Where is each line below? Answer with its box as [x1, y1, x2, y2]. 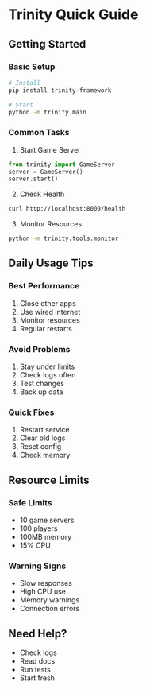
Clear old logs [19, 433, 66, 443]
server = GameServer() [8, 168, 83, 176]
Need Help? [8, 626, 67, 641]
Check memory [19, 451, 71, 460]
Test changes [19, 379, 65, 389]
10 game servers [19, 515, 75, 525]
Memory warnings [19, 595, 80, 605]
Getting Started [8, 37, 86, 51]
